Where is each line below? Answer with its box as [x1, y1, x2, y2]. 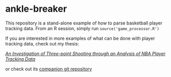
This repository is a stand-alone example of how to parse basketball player [5, 20, 162, 26]
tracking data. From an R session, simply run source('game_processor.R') [5, 25, 160, 31]
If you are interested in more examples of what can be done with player [5, 35, 155, 41]
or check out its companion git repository [5, 66, 92, 72]
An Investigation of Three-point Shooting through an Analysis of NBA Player [5, 50, 166, 57]
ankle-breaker [5, 3, 67, 15]
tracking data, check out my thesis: [5, 40, 79, 46]
